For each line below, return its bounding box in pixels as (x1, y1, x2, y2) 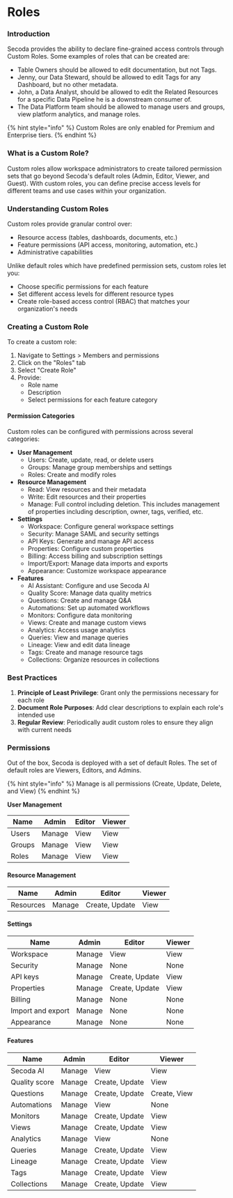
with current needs (17, 725, 72, 733)
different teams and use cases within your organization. (7, 186, 167, 195)
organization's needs (17, 304, 78, 313)
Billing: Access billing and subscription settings (27, 552, 163, 560)
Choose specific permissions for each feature (17, 283, 149, 291)
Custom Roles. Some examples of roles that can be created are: (7, 52, 190, 61)
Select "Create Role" (17, 366, 77, 375)
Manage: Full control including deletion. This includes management (27, 499, 220, 508)
